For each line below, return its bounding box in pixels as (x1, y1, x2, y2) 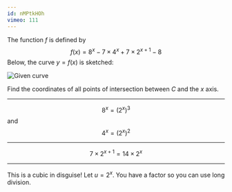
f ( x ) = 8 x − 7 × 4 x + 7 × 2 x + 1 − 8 (70, 46, 162, 56)
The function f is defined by (7, 35, 86, 44)
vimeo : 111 (7, 17, 39, 23)
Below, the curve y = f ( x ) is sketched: (7, 58, 114, 66)
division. (7, 177, 31, 186)
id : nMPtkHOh (7, 10, 45, 17)
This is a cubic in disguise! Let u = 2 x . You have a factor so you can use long (7, 170, 225, 179)
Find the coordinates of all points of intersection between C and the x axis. (7, 85, 219, 93)
